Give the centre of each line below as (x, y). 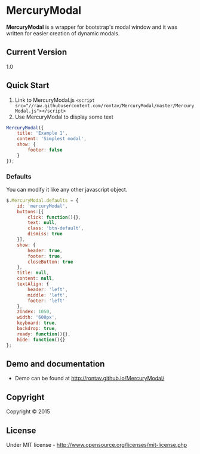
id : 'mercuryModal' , (42, 206)
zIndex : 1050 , (34, 312)
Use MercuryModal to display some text (64, 117)
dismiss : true (45, 234)
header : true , (45, 250)
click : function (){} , (55, 217)
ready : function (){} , (44, 334)
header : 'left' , (48, 289)
